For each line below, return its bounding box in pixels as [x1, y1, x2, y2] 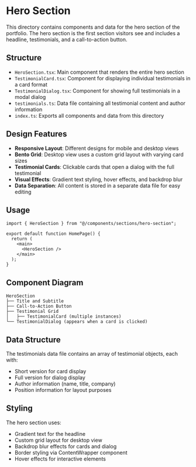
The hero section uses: [6, 419, 61, 426]
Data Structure [6, 335, 61, 345]
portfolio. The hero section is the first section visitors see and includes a [6, 29, 180, 36]
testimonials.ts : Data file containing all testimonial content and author [14, 100, 186, 107]
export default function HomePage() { [6, 231, 101, 237]
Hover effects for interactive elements [14, 455, 106, 462]
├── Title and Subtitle [6, 298, 64, 304]
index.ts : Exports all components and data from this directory [14, 112, 164, 119]
